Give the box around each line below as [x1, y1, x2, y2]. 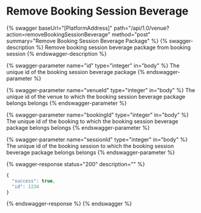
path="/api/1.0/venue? [113, 24, 169, 32]
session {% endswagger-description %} [6, 50, 107, 57]
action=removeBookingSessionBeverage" [6, 30, 111, 38]
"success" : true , [12, 178, 56, 184]
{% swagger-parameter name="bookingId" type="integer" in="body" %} [6, 111, 189, 118]
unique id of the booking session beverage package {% [6, 68, 146, 75]
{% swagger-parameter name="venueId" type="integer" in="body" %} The [6, 86, 196, 93]
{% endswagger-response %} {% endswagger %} [6, 200, 132, 208]
